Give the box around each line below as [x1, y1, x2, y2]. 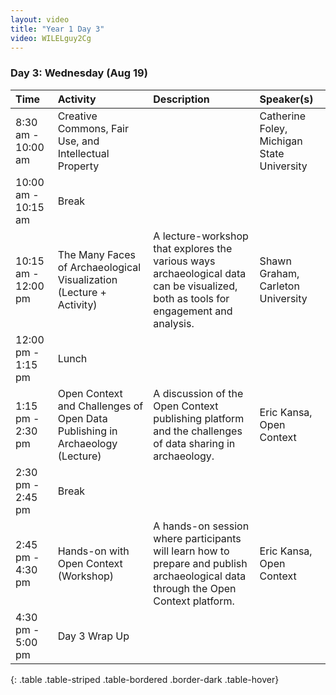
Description [153, 92, 210, 106]
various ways [153, 254, 216, 268]
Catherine [259, 109, 307, 123]
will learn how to [153, 544, 230, 558]
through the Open [153, 581, 237, 595]
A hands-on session [153, 519, 250, 533]
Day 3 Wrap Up [57, 629, 130, 643]
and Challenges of [57, 399, 144, 413]
